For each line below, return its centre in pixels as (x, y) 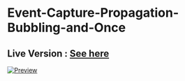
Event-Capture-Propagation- (93, 13)
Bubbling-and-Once (67, 28)
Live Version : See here (58, 53)
